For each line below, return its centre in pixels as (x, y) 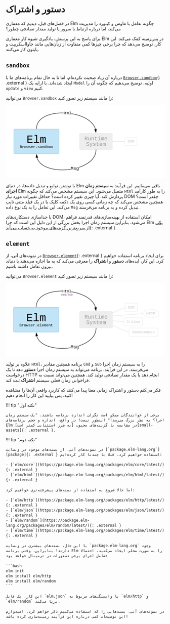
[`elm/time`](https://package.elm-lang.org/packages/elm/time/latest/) (88, 530)
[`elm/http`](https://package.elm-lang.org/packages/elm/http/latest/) (88, 500)
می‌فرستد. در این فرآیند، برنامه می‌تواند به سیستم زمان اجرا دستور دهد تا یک (77, 369)
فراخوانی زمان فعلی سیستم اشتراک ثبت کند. (48, 380)
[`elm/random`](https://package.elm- (50, 520)
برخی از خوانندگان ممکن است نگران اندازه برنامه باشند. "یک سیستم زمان (83, 415)
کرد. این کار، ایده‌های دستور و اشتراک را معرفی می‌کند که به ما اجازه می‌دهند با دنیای (85, 261)
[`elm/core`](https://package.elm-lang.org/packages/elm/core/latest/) (88, 465)
